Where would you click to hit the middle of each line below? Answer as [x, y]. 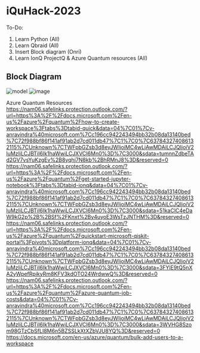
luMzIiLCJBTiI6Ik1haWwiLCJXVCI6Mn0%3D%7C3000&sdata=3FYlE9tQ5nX [99, 267]
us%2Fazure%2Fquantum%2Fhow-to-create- [63, 122]
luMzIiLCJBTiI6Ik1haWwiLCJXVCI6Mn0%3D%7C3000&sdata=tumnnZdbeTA [100, 153]
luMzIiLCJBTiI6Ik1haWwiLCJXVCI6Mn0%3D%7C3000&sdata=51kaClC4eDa [99, 210]
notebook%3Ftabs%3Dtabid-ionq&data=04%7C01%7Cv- [77, 185]
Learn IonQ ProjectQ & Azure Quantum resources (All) [81, 58]
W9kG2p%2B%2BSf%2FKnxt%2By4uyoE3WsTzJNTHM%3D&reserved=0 [98, 216]
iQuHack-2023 [44, 11]
